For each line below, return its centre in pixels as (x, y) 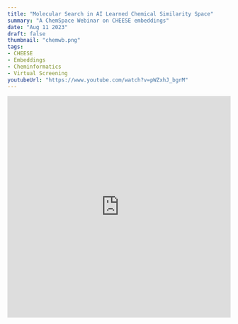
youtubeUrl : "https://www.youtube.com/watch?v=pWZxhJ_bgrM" (98, 80)
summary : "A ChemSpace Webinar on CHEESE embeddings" (89, 21)
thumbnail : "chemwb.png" (44, 40)
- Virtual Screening (38, 73)
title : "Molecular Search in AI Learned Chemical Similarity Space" (110, 14)
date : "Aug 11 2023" (38, 27)
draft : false (27, 34)
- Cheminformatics (34, 67)
